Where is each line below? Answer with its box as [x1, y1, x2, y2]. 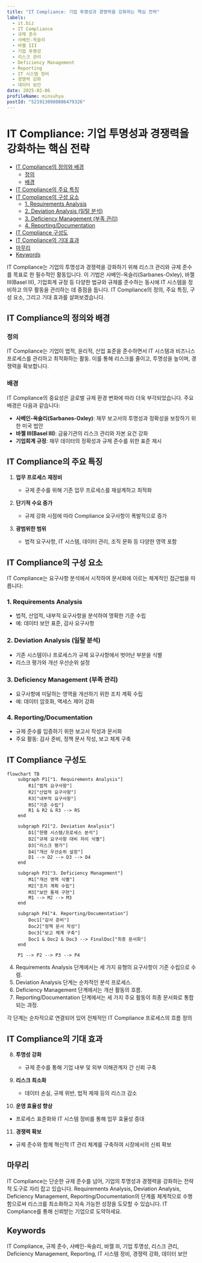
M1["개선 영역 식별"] [28, 876, 75, 883]
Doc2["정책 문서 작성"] [28, 924, 81, 930]
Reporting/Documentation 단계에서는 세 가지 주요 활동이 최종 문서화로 [15, 994, 183, 1001]
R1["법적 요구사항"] [28, 783, 73, 789]
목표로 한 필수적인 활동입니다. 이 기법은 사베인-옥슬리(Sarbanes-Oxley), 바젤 [13, 270, 195, 278]
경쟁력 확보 [15, 1128, 42, 1135]
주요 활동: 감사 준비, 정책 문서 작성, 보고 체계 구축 [15, 736, 131, 743]
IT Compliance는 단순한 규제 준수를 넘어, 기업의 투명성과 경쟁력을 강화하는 [7, 1177, 183, 1184]
